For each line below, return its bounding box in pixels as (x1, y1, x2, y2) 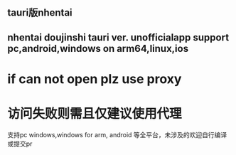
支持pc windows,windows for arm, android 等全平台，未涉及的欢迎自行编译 (7, 130, 227, 139)
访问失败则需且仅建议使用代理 (7, 106, 183, 122)
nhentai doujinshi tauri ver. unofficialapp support (7, 31, 230, 43)
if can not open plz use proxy (7, 70, 182, 87)
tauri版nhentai (7, 6, 73, 19)
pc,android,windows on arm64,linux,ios (7, 42, 189, 55)
